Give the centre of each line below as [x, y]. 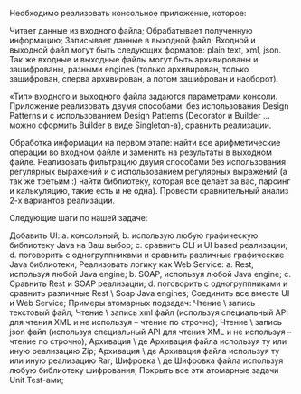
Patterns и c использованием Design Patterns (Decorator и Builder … [140, 115]
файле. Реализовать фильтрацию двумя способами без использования [148, 162]
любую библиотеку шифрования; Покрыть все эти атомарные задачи [144, 370]
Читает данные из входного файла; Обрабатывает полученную [131, 30]
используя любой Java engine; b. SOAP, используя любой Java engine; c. [150, 274]
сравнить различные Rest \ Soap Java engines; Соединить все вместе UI [150, 293]
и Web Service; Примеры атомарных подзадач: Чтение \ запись [132, 303]
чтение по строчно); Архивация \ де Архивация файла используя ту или [148, 341]
